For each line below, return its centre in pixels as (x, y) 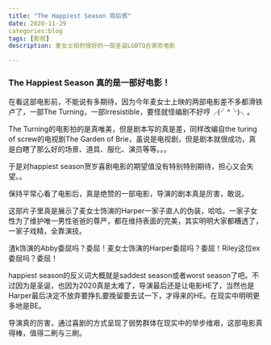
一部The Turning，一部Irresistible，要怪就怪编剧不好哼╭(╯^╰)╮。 (142, 112)
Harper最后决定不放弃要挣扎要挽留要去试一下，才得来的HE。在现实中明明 (131, 296)
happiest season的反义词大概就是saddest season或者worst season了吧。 (130, 276)
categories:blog (35, 31)
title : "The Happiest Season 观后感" (70, 16)
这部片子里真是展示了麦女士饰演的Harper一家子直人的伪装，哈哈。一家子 (129, 211)
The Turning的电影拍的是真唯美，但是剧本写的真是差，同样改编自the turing (133, 129)
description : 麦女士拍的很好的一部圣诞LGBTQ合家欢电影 (92, 46)
